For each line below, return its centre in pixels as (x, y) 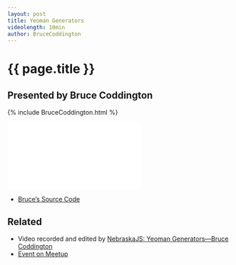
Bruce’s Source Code (49, 199)
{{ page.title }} (51, 69)
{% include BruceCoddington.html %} (63, 113)
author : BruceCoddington (44, 34)
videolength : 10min (36, 27)
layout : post (27, 14)
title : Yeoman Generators (46, 21)
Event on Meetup (43, 254)
